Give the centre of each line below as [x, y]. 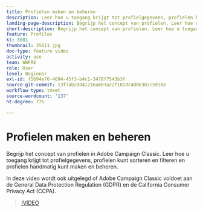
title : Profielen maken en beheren [51, 12]
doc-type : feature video [37, 51]
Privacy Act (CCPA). [31, 191]
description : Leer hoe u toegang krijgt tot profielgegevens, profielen [100, 18]
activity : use [24, 57]
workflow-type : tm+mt [34, 91]
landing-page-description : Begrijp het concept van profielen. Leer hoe [100, 23]
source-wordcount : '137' [37, 96]
